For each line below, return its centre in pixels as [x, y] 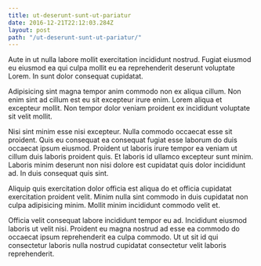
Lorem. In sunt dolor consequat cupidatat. [76, 76]
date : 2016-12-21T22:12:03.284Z [61, 23]
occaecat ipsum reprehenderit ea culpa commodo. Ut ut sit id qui [113, 237]
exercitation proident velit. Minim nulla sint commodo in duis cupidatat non [128, 197]
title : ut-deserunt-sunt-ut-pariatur [70, 15]
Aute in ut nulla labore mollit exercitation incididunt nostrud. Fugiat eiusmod [130, 60]
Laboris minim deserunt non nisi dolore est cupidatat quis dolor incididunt [127, 165]
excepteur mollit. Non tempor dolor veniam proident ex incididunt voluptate [129, 108]
